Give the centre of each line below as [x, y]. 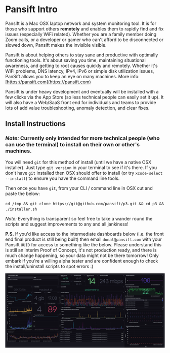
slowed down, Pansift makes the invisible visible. [56, 45]
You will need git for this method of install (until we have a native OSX [78, 162]
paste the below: [23, 194]
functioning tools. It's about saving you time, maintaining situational [75, 60]
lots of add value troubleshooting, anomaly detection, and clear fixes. [77, 108]
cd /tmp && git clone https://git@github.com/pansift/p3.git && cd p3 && [85, 204]
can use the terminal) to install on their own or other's [73, 145]
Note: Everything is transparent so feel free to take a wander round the [79, 218]
